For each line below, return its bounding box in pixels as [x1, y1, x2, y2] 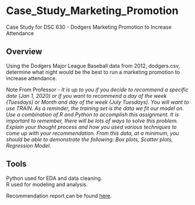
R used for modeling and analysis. [6, 180, 88, 188]
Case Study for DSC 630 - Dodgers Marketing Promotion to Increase [6, 23, 172, 30]
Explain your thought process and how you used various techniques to [6, 123, 177, 130]
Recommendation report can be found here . [6, 192, 112, 199]
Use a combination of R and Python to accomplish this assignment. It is [6, 111, 179, 118]
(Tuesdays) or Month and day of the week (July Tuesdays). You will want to [6, 98, 189, 105]
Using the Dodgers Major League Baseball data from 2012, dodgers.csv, [6, 62, 180, 69]
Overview [6, 47, 43, 57]
